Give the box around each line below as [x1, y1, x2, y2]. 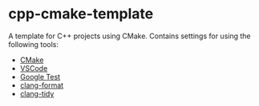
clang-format [19, 80, 64, 90]
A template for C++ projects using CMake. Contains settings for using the [8, 31, 251, 41]
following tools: [8, 39, 59, 49]
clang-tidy [19, 88, 55, 98]
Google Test [19, 72, 61, 81]
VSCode [19, 63, 48, 73]
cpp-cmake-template [8, 5, 154, 23]
